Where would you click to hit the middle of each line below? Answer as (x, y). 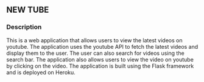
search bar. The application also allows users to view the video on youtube (100, 59)
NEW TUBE (28, 10)
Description (24, 27)
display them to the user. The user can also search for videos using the (95, 53)
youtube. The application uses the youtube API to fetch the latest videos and (102, 46)
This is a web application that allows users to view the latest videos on (94, 40)
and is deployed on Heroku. (41, 72)
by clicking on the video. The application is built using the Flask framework (100, 66)
